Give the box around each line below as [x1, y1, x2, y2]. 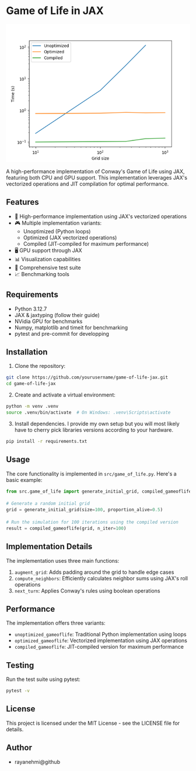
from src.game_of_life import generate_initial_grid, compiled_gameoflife [6, 488, 192, 494]
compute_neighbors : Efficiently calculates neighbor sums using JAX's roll [14, 574, 188, 581]
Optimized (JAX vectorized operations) [23, 234, 117, 241]
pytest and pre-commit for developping [14, 330, 110, 337]
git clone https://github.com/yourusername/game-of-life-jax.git [6, 374, 168, 381]
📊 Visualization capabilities [14, 256, 81, 263]
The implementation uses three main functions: [6, 557, 120, 564]
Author [6, 743, 32, 753]
